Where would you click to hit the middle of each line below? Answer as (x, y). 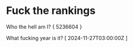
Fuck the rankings (51, 11)
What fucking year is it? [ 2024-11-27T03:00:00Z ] (67, 38)
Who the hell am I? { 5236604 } (44, 27)
